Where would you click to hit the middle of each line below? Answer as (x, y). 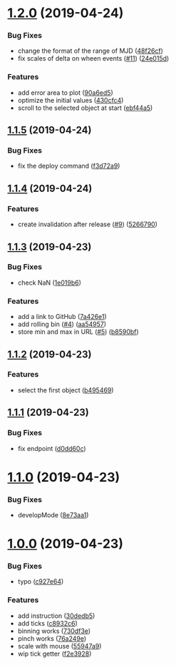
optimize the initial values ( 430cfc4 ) (71, 100)
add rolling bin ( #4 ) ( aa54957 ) (62, 324)
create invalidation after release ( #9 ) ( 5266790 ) (88, 224)
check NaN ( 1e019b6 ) (50, 283)
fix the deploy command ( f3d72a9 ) (69, 166)
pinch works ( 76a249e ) (52, 638)
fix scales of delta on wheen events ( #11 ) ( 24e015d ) (93, 59)
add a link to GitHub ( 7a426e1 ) (62, 317)
